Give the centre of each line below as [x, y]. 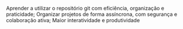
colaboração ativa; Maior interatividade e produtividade [73, 20]
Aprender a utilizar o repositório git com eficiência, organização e [85, 8]
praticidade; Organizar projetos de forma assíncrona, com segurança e [92, 14]
